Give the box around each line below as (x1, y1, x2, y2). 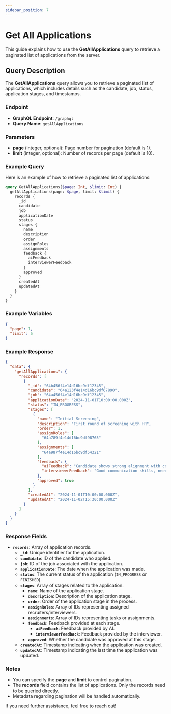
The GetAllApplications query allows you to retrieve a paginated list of (5, 80, 154, 86)
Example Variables (5, 310, 52, 318)
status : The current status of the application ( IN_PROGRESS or (20, 571, 147, 577)
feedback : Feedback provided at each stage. (27, 620, 121, 626)
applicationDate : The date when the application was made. (20, 566, 145, 572)
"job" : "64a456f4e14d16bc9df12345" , (27, 393, 106, 398)
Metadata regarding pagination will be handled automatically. (12, 693, 141, 699)
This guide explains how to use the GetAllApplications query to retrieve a (5, 46, 160, 52)
